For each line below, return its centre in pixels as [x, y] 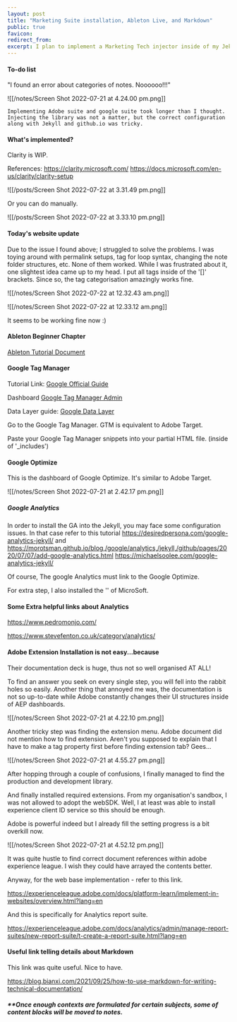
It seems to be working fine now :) [57, 320]
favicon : [20, 34]
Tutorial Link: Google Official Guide [58, 384]
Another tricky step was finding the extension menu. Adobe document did [115, 731]
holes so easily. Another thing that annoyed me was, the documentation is [115, 689]
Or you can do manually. [43, 204]
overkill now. [26, 831]
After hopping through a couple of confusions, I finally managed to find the [116, 774]
